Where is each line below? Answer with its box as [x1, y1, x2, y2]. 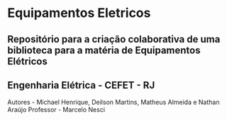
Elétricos [7, 55, 48, 67]
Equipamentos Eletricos [7, 5, 151, 21]
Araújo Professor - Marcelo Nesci [7, 105, 105, 114]
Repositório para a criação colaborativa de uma [7, 33, 221, 45]
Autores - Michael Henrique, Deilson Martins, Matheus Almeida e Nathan [7, 98, 220, 107]
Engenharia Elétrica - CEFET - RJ [7, 79, 155, 91]
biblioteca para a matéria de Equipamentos [7, 44, 201, 56]
